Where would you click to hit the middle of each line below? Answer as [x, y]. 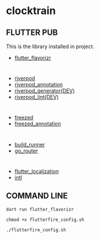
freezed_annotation [37, 124]
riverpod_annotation [38, 85]
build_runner [30, 144]
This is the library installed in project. [50, 46]
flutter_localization [37, 171]
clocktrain [31, 11]
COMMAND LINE [37, 196]
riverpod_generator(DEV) [44, 91]
